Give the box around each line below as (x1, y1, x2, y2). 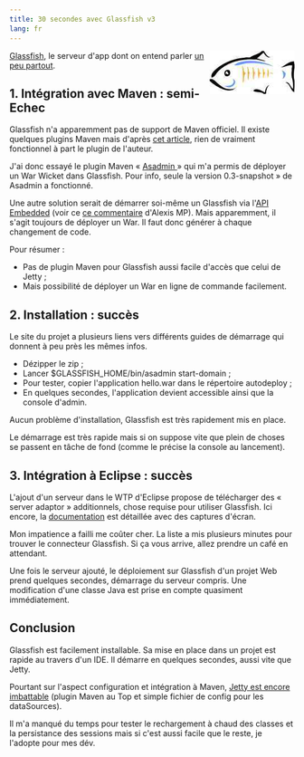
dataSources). (9, 700, 62, 711)
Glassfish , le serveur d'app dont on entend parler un (9, 50, 204, 61)
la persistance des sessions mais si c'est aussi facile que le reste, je (9, 727, 262, 738)
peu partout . (9, 60, 56, 71)
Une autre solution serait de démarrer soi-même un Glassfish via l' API (9, 197, 270, 208)
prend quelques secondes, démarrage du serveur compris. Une (9, 575, 247, 586)
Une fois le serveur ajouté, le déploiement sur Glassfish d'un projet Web (9, 565, 278, 576)
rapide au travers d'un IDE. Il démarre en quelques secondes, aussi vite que (9, 654, 292, 665)
